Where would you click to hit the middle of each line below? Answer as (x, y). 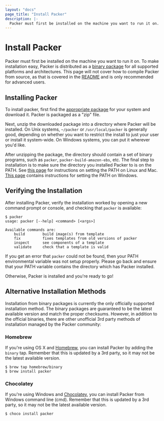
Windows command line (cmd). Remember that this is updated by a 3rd (77, 400)
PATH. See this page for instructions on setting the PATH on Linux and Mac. (82, 170)
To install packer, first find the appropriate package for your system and (78, 109)
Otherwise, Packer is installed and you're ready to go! (59, 276)
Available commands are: (30, 230)
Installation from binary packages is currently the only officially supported (80, 303)
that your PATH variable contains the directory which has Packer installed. (80, 266)
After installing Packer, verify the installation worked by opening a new (76, 202)
